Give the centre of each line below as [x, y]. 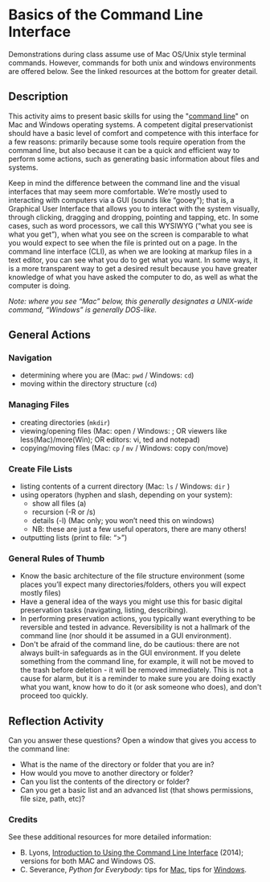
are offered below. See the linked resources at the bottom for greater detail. [133, 71]
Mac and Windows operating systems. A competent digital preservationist [131, 124]
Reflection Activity [56, 721]
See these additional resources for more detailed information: [110, 837]
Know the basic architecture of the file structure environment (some [132, 576]
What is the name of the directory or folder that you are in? [117, 765]
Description [38, 97]
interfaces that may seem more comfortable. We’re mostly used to [118, 192]
